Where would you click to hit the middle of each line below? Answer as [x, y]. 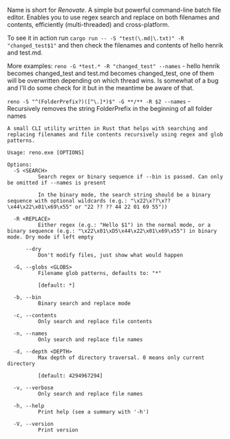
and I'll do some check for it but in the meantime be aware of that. [101, 88]
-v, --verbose [33, 388]
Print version [58, 430]
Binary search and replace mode [84, 303]
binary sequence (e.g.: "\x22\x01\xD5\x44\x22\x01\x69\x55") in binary [112, 231]
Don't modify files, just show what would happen [111, 255]
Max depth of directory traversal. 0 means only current [121, 358]
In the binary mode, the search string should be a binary [124, 195]
